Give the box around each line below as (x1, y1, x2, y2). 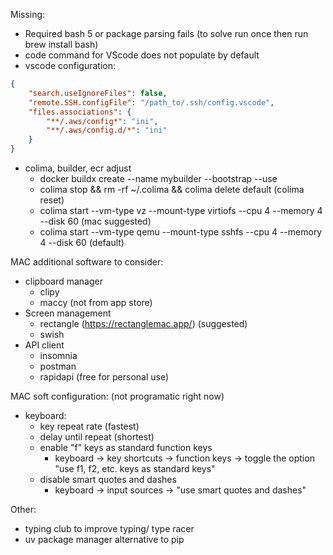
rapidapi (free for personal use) (39, 371, 170, 383)
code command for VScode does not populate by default (24, 49, 260, 61)
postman (39, 360, 77, 372)
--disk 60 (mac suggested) (39, 215, 152, 227)
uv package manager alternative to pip (24, 534, 185, 545)
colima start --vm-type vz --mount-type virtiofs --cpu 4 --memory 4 (39, 205, 323, 216)
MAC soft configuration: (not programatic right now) (10, 390, 225, 402)
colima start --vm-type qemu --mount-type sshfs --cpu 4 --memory (39, 226, 323, 238)
